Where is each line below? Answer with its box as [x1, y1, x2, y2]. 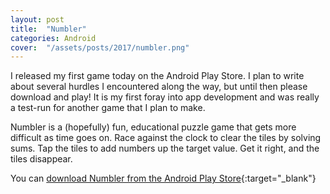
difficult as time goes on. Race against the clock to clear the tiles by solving [10, 132, 322, 144]
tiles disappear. [10, 153, 73, 165]
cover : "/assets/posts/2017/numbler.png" [10, 42, 190, 53]
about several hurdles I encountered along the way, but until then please [10, 81, 308, 93]
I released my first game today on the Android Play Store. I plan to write [10, 70, 305, 82]
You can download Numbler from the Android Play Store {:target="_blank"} [10, 172, 317, 185]
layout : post [10, 14, 65, 25]
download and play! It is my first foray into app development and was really [10, 91, 320, 103]
